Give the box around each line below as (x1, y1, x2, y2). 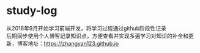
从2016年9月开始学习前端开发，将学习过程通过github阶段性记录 (6, 24, 167, 32)
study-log (6, 4, 57, 18)
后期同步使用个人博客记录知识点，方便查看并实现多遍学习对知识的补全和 (6, 32, 188, 40)
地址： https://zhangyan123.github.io (27, 40, 119, 47)
